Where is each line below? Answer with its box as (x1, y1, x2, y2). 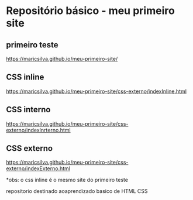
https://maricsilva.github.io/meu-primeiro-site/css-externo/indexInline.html (6, 88, 187, 95)
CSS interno (6, 105, 51, 115)
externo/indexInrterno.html (6, 126, 71, 133)
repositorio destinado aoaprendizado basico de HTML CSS (6, 188, 148, 195)
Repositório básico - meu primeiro (6, 4, 175, 18)
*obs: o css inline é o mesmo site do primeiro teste (6, 177, 129, 184)
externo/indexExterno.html (6, 165, 70, 172)
